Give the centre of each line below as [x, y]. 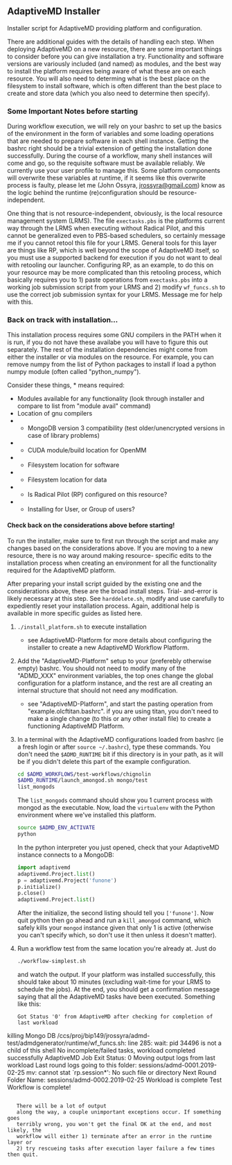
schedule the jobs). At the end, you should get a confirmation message [118, 989]
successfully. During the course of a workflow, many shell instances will [110, 156]
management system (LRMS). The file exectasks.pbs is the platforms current [116, 221]
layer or [20, 1143]
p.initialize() [39, 887]
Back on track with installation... [63, 320]
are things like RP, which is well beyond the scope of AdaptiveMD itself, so [113, 250]
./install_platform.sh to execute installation [82, 627]
